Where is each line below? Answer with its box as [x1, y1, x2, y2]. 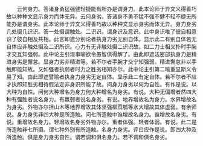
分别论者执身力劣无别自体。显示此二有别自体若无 [74, 36, 197, 42]
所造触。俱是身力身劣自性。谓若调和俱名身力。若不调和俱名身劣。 [6, 133, 170, 141]
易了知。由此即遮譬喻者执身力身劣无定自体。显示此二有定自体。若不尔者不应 [6, 73, 197, 80]
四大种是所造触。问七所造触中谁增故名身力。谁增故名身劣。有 [43, 111, 197, 118]
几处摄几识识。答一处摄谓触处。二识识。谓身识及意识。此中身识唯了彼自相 [6, 28, 192, 35]
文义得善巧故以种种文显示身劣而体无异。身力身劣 [74, 21, 197, 27]
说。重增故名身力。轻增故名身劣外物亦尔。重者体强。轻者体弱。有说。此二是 [6, 118, 197, 125]
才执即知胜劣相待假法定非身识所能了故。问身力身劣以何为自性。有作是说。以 [6, 81, 197, 87]
